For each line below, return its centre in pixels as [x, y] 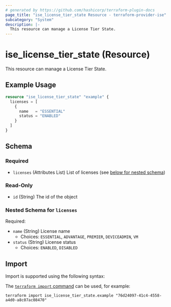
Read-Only [19, 186]
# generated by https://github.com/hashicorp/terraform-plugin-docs [80, 10]
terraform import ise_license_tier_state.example [60, 295]
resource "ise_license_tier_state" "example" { [57, 97]
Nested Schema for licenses [41, 210]
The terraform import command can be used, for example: [68, 286]
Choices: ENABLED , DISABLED [49, 248]
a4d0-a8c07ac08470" [26, 300]
